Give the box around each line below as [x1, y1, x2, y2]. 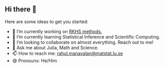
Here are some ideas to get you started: [5, 18, 89, 24]
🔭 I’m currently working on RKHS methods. [12, 28, 103, 35]
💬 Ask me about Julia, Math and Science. [12, 44, 99, 51]
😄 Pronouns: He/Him [12, 57, 57, 63]
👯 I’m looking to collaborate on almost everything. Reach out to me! [12, 39, 154, 45]
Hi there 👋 [5, 5, 37, 14]
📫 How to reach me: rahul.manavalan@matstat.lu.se [12, 50, 123, 56]
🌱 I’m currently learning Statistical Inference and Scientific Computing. [12, 33, 160, 40]
